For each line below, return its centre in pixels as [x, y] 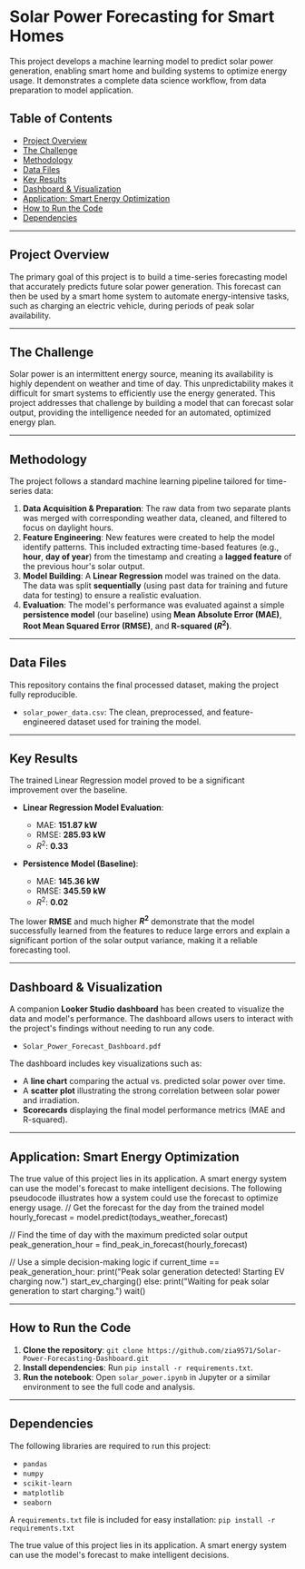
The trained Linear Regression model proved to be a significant [127, 780]
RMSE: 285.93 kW [71, 835]
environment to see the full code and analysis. [108, 1386]
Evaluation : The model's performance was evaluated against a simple [153, 605]
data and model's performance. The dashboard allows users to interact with [151, 1019]
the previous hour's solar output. [84, 567]
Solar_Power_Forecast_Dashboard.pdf [92, 1047]
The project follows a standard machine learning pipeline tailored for [137, 481]
